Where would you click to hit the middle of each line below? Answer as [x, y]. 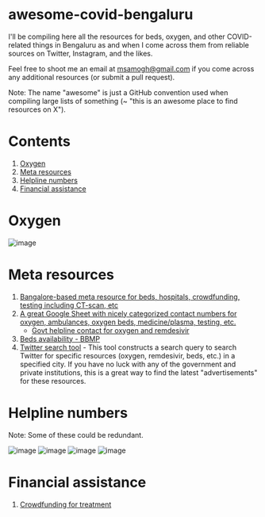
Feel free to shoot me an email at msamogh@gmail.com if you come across [131, 68]
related [20, 44]
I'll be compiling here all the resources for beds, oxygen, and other [117, 36]
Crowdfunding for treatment [65, 504]
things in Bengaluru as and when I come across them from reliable [141, 44]
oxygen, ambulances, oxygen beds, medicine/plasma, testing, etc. [128, 322]
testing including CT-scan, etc [69, 305]
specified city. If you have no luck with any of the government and [128, 364]
